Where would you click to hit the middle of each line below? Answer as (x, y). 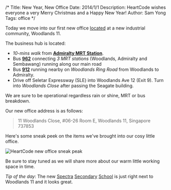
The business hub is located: (35, 43)
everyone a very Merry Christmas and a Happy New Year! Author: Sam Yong (86, 13)
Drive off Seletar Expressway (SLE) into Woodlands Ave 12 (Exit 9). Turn (88, 80)
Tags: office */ (20, 18)
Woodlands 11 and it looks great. (39, 182)
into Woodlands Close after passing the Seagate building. (73, 86)
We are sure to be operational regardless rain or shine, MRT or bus (75, 96)
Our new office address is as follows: (44, 111)
